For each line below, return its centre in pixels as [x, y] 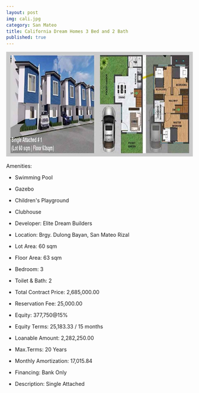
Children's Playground [42, 201]
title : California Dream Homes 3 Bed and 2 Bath [67, 31]
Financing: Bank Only [41, 372]
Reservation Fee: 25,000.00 [49, 304]
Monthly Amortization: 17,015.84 [54, 361]
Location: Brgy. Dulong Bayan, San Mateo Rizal [72, 235]
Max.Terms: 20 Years [41, 350]
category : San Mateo [32, 25]
